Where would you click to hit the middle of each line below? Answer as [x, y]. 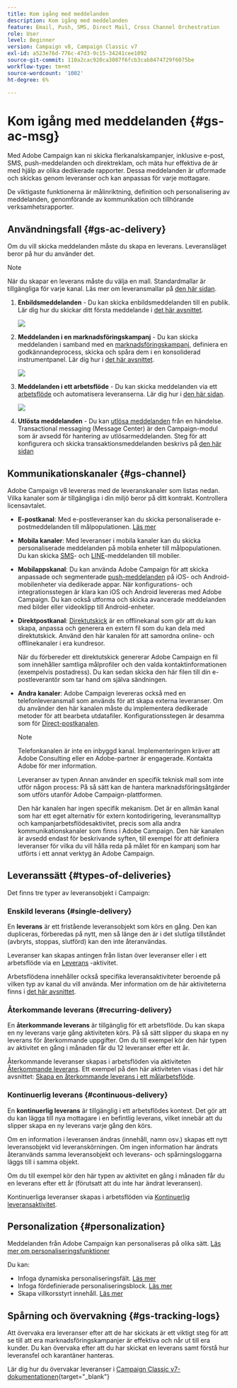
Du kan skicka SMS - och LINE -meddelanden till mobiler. [99, 555]
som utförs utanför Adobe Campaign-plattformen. [90, 795]
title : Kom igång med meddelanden [58, 14]
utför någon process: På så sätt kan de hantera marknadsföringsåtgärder [124, 787]
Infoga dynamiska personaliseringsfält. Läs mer [87, 1278]
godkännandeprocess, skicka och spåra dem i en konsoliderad [109, 352]
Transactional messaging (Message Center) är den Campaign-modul [117, 428]
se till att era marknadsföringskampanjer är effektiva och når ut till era [109, 1341]
